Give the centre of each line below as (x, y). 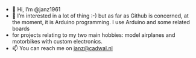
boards (21, 28)
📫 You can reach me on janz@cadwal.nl (62, 48)
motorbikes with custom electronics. (57, 41)
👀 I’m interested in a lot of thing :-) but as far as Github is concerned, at (100, 16)
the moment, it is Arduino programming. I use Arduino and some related (101, 22)
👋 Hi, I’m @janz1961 (36, 9)
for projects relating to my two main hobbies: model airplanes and (93, 35)
